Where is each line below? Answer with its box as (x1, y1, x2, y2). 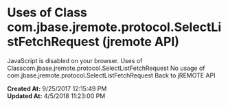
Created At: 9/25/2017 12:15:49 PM (7, 84, 107, 93)
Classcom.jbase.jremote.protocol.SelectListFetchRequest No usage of (7, 64, 205, 72)
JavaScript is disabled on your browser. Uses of (7, 56, 143, 64)
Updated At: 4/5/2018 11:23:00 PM (7, 91, 106, 100)
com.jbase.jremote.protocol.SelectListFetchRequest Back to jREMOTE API (7, 71, 216, 80)
